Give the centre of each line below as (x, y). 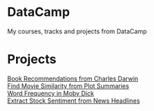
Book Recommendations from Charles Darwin (73, 78)
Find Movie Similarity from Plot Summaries (68, 86)
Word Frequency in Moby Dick (51, 93)
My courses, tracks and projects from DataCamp (77, 31)
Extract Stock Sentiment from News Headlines (74, 101)
